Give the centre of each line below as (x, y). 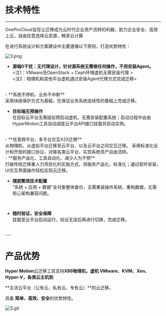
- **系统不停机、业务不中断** (35, 94)
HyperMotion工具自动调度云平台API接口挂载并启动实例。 (70, 123)
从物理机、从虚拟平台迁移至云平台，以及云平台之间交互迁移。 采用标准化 (79, 145)
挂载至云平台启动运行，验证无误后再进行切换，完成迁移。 (71, 219)
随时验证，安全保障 (32, 213)
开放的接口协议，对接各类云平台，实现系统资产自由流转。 (72, 152)
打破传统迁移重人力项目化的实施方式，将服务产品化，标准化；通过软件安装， (83, 164)
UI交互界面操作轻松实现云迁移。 (38, 170)
